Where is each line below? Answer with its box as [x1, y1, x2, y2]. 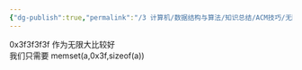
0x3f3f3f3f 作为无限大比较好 [9, 39, 115, 49]
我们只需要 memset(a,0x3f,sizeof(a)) [9, 50, 146, 61]
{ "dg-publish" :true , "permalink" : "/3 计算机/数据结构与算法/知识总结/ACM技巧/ [9, 13, 286, 22]
